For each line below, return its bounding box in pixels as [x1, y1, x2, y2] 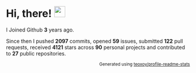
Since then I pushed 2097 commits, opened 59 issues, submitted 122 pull [6, 37, 183, 44]
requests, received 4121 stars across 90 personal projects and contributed [6, 44, 185, 51]
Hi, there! [6, 7, 52, 20]
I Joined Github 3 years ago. [6, 26, 75, 33]
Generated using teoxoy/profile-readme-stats [99, 61, 190, 67]
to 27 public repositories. [6, 50, 66, 57]
